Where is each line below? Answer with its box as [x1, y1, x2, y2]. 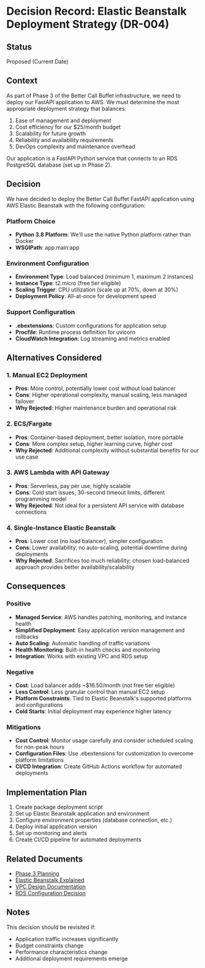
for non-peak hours [15, 743, 65, 751]
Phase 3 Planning [15, 870, 59, 877]
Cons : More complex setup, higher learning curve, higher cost [15, 440, 173, 448]
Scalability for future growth [15, 130, 86, 137]
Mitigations [6, 723, 41, 731]
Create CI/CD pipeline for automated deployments [15, 836, 142, 843]
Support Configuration [6, 308, 75, 317]
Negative [6, 667, 34, 676]
